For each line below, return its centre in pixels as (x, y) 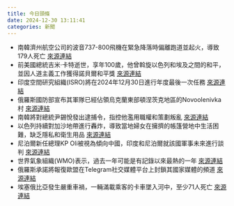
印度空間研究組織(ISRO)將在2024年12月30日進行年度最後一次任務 (111, 82)
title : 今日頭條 (29, 14)
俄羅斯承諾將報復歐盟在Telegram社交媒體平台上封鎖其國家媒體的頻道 (116, 170)
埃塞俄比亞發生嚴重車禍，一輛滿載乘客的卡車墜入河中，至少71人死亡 (115, 187)
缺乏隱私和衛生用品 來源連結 (70, 135)
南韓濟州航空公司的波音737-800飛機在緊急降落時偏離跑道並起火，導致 (118, 47)
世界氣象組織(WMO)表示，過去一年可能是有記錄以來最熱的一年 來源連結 (120, 161)
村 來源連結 (33, 108)
